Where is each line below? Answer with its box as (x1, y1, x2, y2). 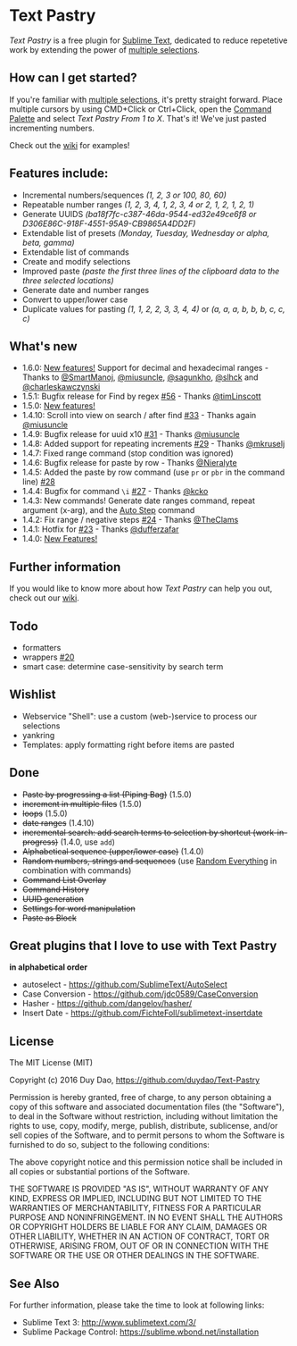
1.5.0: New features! (21, 400, 96, 411)
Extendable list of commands (21, 247, 129, 257)
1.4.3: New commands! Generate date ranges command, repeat (21, 495, 256, 506)
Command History (21, 884, 89, 895)
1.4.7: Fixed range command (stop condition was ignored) (21, 448, 234, 458)
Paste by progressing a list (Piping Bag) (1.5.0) (21, 788, 192, 800)
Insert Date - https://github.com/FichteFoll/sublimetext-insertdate (21, 1007, 263, 1019)
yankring (21, 729, 55, 740)
